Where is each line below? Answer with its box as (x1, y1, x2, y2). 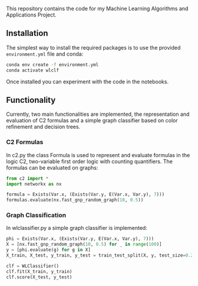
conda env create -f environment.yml (6, 61, 99, 67)
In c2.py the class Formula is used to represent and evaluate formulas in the (6, 151, 190, 158)
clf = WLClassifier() (6, 263, 60, 269)
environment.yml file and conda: (6, 50, 84, 57)
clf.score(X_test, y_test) (6, 274, 72, 280)
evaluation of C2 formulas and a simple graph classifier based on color (6, 117, 178, 124)
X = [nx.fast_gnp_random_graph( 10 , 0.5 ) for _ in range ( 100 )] (6, 242, 162, 248)
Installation (6, 28, 48, 38)
